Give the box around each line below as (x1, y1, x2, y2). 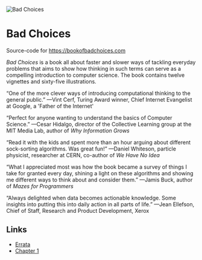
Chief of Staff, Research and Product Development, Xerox (6, 207, 150, 214)
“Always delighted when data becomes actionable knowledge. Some (6, 194, 177, 201)
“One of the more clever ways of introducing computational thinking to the (6, 89, 191, 97)
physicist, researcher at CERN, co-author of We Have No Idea (6, 151, 160, 158)
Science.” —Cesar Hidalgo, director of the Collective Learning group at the (6, 120, 192, 128)
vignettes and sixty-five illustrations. (6, 77, 96, 85)
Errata (14, 241, 31, 248)
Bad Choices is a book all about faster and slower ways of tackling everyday (6, 58, 196, 66)
